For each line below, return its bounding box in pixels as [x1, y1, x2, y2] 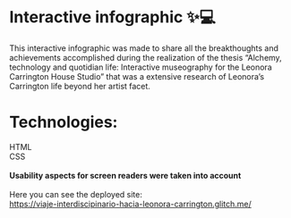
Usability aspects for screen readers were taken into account [9, 170, 242, 180]
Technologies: [9, 113, 118, 132]
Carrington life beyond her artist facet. [9, 80, 150, 91]
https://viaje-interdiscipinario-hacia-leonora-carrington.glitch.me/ [9, 198, 252, 209]
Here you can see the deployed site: [9, 189, 143, 199]
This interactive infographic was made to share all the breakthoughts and [9, 42, 279, 54]
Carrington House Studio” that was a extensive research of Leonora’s [9, 71, 265, 81]
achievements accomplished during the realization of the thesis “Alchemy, [9, 52, 282, 63]
